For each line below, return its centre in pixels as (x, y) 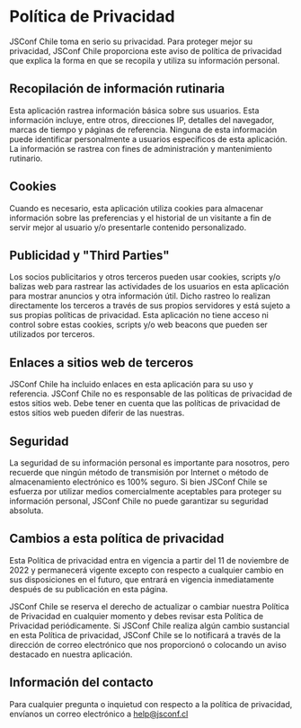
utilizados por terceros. (52, 334)
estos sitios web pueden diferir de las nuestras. (97, 413)
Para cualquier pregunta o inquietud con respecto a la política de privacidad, (151, 704)
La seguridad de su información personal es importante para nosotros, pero (150, 463)
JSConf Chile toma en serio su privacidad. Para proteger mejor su (131, 41)
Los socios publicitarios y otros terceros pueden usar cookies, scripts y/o (145, 277)
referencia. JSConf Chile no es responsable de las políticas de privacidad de (151, 394)
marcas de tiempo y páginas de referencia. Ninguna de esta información (143, 129)
